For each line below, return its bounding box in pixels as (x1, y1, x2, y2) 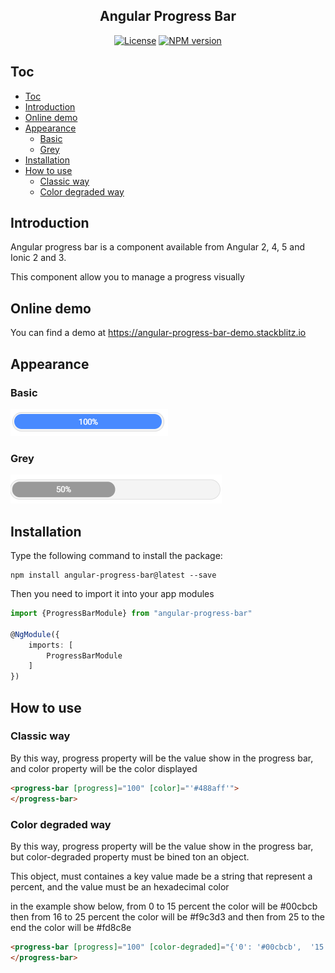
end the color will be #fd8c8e (10, 921, 132, 933)
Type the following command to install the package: (10, 550, 223, 562)
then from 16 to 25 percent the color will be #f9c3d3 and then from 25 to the (10, 910, 326, 923)
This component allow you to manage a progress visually (10, 271, 245, 283)
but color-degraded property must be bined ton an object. (10, 850, 250, 863)
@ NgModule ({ (10, 629, 60, 639)
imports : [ (28, 640, 74, 650)
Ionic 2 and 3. (10, 252, 67, 264)
